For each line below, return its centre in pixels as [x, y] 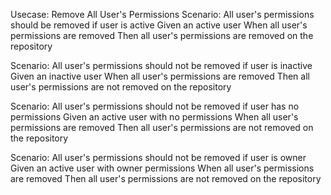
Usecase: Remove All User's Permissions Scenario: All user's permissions [162, 14]
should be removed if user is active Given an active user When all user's [159, 25]
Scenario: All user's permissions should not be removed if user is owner [158, 157]
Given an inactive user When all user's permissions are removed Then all [160, 76]
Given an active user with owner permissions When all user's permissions [162, 168]
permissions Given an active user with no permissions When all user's [154, 117]
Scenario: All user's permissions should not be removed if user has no [155, 106]
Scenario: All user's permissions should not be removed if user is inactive [161, 65]
